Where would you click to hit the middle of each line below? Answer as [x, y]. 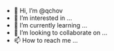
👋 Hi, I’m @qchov [38, 11]
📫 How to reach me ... [46, 40]
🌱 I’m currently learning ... [50, 25]
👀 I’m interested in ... [43, 18]
